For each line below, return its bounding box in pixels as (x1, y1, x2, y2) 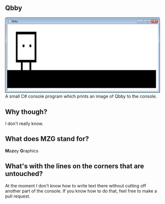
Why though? (5, 107, 48, 116)
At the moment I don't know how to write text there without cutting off (5, 182, 146, 188)
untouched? (5, 170, 43, 178)
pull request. (5, 193, 30, 199)
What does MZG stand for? (5, 135, 89, 143)
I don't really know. (5, 121, 44, 127)
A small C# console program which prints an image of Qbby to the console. (5, 93, 157, 100)
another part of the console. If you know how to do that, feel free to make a (5, 188, 157, 194)
